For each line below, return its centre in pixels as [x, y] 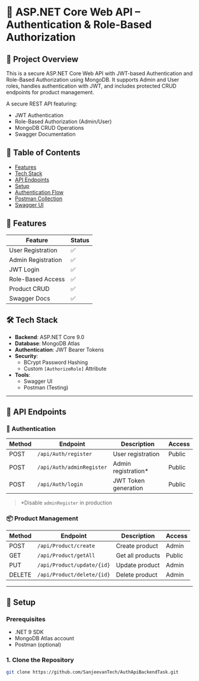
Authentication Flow [39, 192]
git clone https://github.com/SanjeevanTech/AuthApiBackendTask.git [92, 672]
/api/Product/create [66, 546]
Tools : [23, 375]
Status [80, 240]
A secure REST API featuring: [42, 104]
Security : [26, 356]
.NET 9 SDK [29, 632]
